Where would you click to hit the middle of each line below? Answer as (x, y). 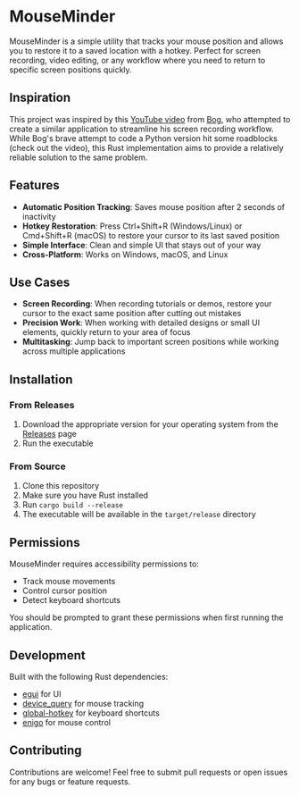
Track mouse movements (69, 582)
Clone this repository (61, 486)
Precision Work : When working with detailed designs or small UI (141, 323)
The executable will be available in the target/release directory (139, 515)
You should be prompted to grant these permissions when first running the (146, 617)
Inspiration (40, 98)
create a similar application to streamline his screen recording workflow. (141, 129)
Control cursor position (64, 591)
